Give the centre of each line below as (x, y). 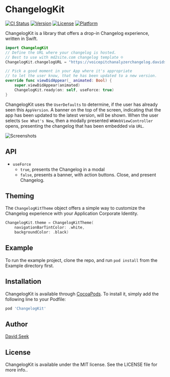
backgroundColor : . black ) (42, 232)
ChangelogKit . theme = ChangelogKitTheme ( (50, 223)
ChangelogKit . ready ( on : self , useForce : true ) (64, 90)
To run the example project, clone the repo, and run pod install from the (81, 260)
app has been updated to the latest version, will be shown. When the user (82, 115)
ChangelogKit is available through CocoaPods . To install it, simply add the (82, 294)
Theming (20, 196)
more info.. (16, 370)
